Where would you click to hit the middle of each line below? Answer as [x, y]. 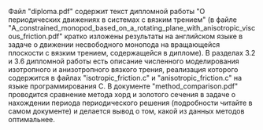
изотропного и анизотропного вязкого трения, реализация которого [123, 69]
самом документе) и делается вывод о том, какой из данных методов [126, 111]
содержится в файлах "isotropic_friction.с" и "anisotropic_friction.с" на [125, 78]
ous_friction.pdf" [35, 36]
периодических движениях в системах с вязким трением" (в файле [123, 20]
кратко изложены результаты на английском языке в [154, 36]
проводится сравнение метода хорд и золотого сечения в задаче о [122, 94]
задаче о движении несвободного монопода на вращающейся [114, 45]
